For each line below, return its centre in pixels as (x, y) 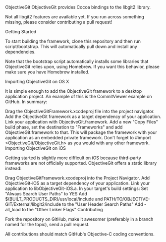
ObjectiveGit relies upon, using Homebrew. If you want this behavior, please (82, 67)
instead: (13, 168)
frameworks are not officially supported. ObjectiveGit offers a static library (81, 163)
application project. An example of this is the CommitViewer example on (79, 96)
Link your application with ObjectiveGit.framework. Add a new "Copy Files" (82, 122)
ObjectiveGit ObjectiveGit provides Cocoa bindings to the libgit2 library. (78, 7)
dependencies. (20, 52)
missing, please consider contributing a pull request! (59, 22)
